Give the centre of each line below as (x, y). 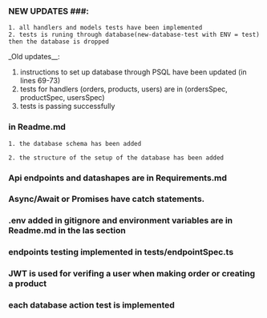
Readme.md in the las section (67, 231)
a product (28, 284)
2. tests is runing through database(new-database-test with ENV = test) (134, 35)
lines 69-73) (40, 81)
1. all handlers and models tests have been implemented (105, 28)
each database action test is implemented (91, 305)
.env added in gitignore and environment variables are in (121, 220)
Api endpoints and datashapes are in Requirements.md (117, 178)
